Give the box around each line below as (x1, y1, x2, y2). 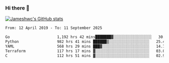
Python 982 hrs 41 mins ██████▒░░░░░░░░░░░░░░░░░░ (5, 39, 150, 44)
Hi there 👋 (5, 4, 30, 11)
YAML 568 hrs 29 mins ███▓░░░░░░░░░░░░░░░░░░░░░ (5, 43, 150, 49)
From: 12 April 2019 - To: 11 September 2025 (5, 25, 102, 30)
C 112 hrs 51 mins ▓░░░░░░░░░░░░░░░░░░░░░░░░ (5, 53, 150, 58)
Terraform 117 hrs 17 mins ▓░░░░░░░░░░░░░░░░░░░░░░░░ (5, 48, 150, 53)
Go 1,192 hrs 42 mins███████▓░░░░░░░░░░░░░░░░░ (5, 34, 152, 39)
